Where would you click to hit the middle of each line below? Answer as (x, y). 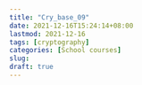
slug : (19, 58)
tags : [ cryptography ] (50, 42)
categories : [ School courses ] (66, 50)
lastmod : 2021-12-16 (48, 34)
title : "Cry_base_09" (50, 17)
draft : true (31, 67)
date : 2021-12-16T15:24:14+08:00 (71, 26)
